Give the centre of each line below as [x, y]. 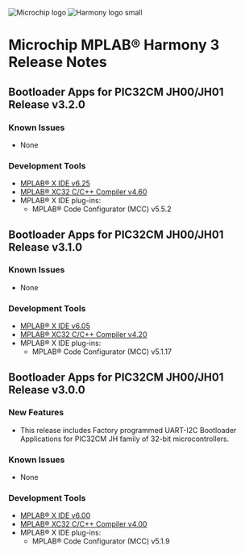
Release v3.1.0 [46, 247]
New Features [36, 413]
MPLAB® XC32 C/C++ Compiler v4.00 [83, 524]
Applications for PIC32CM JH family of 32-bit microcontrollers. [125, 439]
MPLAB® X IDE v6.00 [55, 515]
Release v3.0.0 [47, 390]
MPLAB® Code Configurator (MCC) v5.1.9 [101, 541]
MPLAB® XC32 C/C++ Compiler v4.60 [83, 192]
